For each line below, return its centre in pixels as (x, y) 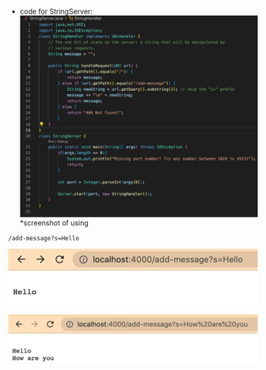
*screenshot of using (54, 223)
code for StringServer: (56, 11)
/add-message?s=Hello (44, 238)
